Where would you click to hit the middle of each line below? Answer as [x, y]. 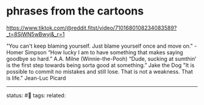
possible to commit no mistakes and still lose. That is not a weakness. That [100, 71]
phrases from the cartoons [75, 11]
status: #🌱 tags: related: [36, 95]
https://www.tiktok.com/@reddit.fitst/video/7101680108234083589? [92, 28]
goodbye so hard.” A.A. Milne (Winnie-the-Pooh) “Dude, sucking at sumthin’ [101, 59]
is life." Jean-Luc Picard [36, 78]
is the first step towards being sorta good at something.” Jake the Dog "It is [100, 65]
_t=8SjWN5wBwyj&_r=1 [36, 34]
